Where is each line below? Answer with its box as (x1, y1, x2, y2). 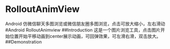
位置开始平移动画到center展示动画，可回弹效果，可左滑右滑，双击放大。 (9, 33, 161, 39)
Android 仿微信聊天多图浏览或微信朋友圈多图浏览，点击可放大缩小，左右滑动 (5, 20, 165, 26)
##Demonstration (5, 38, 42, 44)
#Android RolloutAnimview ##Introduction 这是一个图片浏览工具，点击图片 (5, 26, 161, 33)
